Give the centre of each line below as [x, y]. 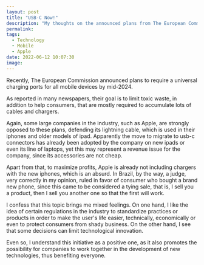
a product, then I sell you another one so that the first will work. [86, 193]
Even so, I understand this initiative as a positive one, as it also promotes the [102, 242]
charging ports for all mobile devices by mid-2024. [70, 86]
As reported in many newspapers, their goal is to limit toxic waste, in [92, 98]
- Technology [28, 40]
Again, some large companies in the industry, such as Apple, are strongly [98, 123]
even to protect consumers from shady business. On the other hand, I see [99, 224]
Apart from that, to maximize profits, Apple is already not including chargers [101, 167]
